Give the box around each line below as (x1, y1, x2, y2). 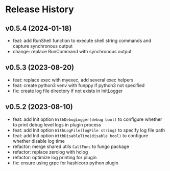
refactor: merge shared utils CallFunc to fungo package (12, 143, 129, 149)
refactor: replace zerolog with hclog (12, 148, 88, 155)
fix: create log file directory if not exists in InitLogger (12, 88, 123, 94)
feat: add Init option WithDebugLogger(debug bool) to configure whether (12, 116, 162, 122)
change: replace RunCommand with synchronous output (12, 49, 132, 54)
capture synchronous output (12, 43, 73, 49)
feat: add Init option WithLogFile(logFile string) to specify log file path (12, 127, 165, 133)
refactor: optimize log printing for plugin (12, 154, 97, 160)
